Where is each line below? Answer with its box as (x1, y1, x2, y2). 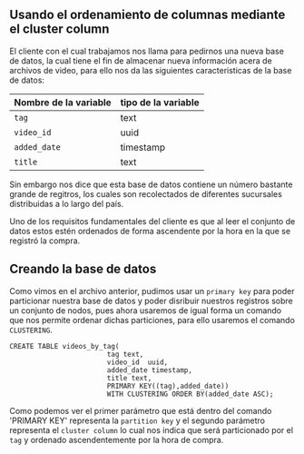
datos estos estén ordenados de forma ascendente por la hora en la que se (9, 225, 291, 236)
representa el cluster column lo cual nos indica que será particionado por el (9, 424, 293, 435)
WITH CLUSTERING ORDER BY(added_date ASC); (106, 390, 274, 399)
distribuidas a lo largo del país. (9, 198, 124, 209)
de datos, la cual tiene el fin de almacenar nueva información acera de (9, 54, 272, 66)
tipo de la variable (120, 95, 200, 108)
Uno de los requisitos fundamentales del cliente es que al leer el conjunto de (9, 215, 296, 226)
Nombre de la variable (14, 95, 112, 108)
